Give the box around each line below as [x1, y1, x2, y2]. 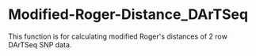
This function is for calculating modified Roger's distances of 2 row [8, 32, 227, 41]
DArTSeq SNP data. [8, 39, 72, 49]
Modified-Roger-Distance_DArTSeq [8, 6, 248, 24]
